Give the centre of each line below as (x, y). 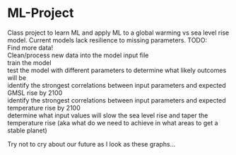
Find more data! (30, 47)
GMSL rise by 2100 (35, 93)
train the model (29, 62)
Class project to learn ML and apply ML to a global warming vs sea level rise (118, 33)
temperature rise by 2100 (44, 108)
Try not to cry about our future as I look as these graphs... (92, 144)
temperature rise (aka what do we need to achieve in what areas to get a (113, 122)
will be (17, 77)
